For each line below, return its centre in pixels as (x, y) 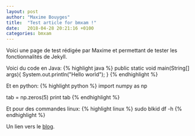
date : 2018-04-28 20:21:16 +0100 (50, 28)
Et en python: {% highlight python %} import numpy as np (77, 86)
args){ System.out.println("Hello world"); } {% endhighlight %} (82, 75)
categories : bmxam (29, 34)
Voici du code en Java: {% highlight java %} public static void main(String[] (98, 68)
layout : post (22, 12)
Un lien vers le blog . (31, 127)
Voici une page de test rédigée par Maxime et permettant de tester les (92, 50)
